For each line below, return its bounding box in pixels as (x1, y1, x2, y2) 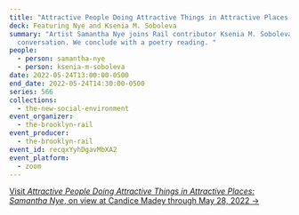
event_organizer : (9, 112, 74, 121)
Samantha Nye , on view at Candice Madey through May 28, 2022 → (9, 195, 260, 206)
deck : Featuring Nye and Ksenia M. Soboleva (9, 21, 177, 30)
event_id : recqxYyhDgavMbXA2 (9, 145, 117, 154)
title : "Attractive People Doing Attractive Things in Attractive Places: (9, 12, 293, 22)
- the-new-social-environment (17, 104, 129, 113)
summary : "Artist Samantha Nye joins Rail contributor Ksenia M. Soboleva (9, 29, 293, 38)
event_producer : (9, 129, 69, 138)
